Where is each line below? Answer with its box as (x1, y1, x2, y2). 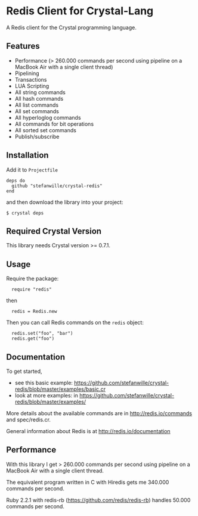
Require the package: (6, 275, 59, 282)
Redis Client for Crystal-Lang (6, 4, 154, 18)
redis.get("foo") (11, 335, 55, 342)
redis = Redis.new (11, 309, 58, 315)
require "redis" (11, 287, 52, 293)
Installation (6, 150, 49, 160)
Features (6, 41, 40, 51)
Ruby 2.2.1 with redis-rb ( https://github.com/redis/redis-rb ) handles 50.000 (6, 496, 191, 503)
